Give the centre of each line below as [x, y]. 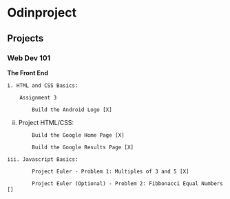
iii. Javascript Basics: [43, 159]
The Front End [28, 73]
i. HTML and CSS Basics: [43, 85]
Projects [25, 38]
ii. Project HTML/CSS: [43, 122]
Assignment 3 [38, 97]
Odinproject [42, 13]
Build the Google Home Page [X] [79, 135]
